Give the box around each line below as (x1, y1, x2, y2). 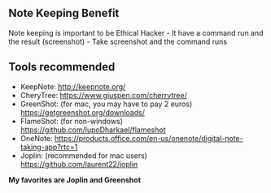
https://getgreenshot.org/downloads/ (20, 107, 145, 117)
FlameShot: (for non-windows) (20, 116, 124, 126)
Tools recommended (8, 60, 116, 74)
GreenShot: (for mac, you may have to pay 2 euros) (20, 99, 193, 109)
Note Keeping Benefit (8, 6, 120, 20)
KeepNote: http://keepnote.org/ (20, 81, 126, 92)
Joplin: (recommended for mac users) (20, 150, 148, 161)
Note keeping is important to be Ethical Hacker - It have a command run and (8, 28, 264, 37)
